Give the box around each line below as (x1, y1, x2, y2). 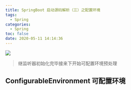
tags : (5, 12, 17, 17)
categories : (5, 21, 31, 27)
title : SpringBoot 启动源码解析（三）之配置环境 (5, 7, 101, 13)
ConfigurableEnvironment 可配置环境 (5, 77, 126, 85)
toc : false (5, 31, 29, 36)
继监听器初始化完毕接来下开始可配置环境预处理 (17, 60, 117, 66)
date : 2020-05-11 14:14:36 (5, 36, 63, 41)
